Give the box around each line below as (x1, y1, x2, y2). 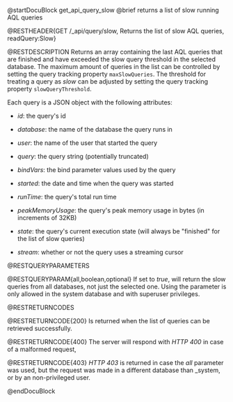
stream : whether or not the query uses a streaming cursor (17, 248, 184, 256)
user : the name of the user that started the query (17, 139, 158, 147)
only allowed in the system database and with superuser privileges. (7, 290, 200, 298)
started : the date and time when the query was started (17, 179, 174, 187)
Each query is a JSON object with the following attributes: (7, 98, 172, 107)
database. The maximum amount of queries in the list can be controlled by (7, 63, 220, 70)
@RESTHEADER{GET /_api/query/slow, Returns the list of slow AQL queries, (7, 27, 225, 35)
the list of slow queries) (17, 235, 85, 242)
